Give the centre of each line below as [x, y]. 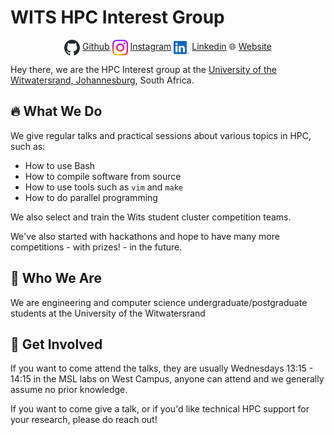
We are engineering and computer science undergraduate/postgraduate [159, 302]
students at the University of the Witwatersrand [108, 313]
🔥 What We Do [56, 111]
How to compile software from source [103, 176]
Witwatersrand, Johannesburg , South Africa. [102, 80]
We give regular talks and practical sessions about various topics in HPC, [161, 135]
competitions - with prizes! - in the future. [96, 247]
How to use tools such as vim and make [104, 187]
